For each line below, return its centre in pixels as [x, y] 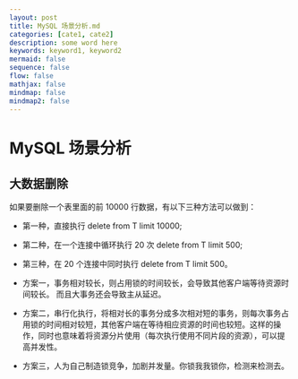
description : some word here [64, 43]
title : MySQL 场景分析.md [55, 26]
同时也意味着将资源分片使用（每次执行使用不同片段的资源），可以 [158, 336]
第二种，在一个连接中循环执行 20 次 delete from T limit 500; [132, 245]
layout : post [34, 17]
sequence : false [39, 68]
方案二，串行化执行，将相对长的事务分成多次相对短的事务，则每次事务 [152, 314]
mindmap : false [38, 92]
